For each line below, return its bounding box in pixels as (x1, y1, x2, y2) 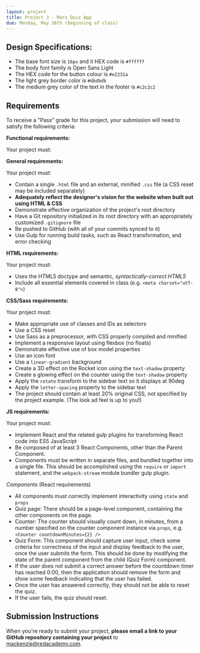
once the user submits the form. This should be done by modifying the (14, 550, 188, 557)
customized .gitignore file (14, 219, 81, 226)
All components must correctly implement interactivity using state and (14, 493, 189, 499)
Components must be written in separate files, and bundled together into (14, 457, 193, 463)
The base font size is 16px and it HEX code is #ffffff (14, 58, 145, 65)
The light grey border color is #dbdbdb (14, 77, 107, 84)
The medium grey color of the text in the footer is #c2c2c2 (14, 83, 156, 90)
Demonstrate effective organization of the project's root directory (14, 206, 176, 213)
